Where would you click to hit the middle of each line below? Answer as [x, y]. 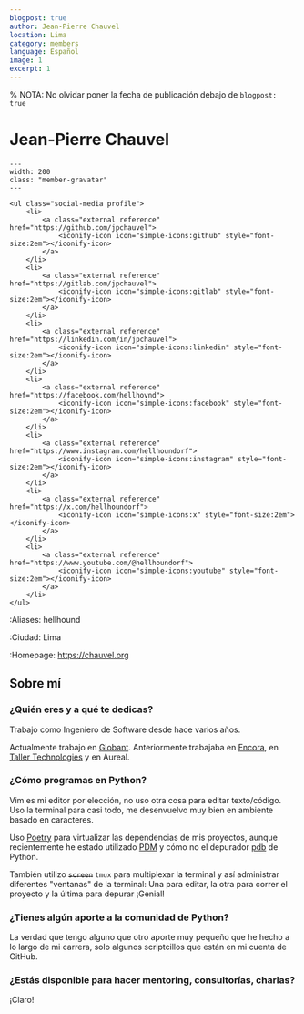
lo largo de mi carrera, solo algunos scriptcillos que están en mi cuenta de [148, 947]
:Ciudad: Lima [35, 637]
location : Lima [38, 35]
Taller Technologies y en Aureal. [70, 757]
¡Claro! [22, 1000]
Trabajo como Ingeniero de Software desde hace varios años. [125, 729]
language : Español [44, 52]
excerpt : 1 [30, 69]
